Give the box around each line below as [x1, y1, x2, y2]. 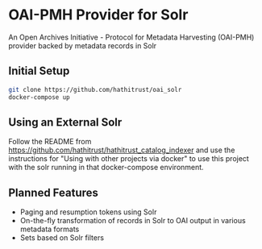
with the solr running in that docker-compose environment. [8, 163, 204, 172]
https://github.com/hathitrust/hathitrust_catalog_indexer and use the [8, 145, 235, 155]
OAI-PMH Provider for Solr [8, 6, 189, 24]
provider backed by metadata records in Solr [8, 40, 157, 50]
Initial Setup [8, 64, 70, 78]
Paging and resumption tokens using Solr [19, 207, 157, 217]
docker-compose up [8, 93, 70, 102]
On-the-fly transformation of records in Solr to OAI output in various [19, 216, 246, 226]
